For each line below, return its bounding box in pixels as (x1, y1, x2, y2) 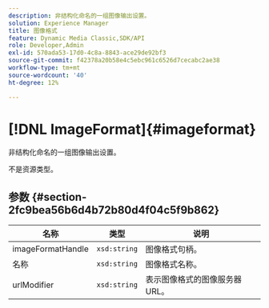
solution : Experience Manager (8, 19, 110, 27)
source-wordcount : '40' (8, 71, 88, 79)
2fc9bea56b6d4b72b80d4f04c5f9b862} (8, 203, 220, 217)
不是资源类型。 (8, 165, 58, 174)
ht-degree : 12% (8, 78, 59, 86)
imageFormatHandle (12, 243, 90, 254)
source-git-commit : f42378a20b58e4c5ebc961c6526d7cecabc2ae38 (8, 57, 220, 65)
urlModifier (12, 279, 54, 290)
